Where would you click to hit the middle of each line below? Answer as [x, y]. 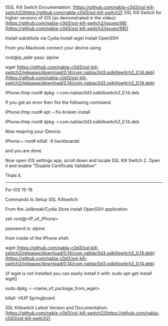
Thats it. [13, 175]
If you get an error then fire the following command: [58, 102]
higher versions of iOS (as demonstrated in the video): [61, 18]
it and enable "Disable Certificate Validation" [51, 166]
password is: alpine [25, 228]
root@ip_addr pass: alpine [32, 57]
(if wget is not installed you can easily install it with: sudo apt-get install [78, 273]
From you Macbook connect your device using [53, 48]
